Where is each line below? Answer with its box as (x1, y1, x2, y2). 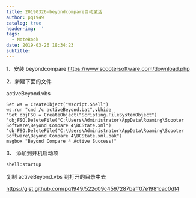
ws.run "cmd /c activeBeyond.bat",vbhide (6, 106, 112, 113)
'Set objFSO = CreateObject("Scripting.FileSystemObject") (6, 112, 158, 118)
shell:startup (6, 161, 42, 167)
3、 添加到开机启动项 (6, 149, 59, 157)
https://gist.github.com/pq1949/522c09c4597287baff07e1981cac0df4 (6, 185, 180, 192)
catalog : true (6, 20, 42, 26)
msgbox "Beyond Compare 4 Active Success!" (6, 138, 117, 144)
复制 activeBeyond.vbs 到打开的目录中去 (6, 173, 106, 180)
